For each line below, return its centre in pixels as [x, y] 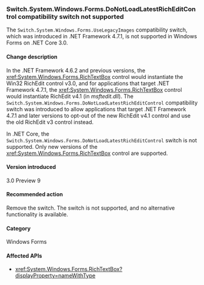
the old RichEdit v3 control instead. [50, 122]
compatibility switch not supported [71, 16]
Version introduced [31, 167]
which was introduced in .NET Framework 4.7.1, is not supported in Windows [102, 36]
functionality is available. [37, 214]
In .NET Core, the [28, 134]
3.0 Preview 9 [23, 180]
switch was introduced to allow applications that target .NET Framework [96, 109]
